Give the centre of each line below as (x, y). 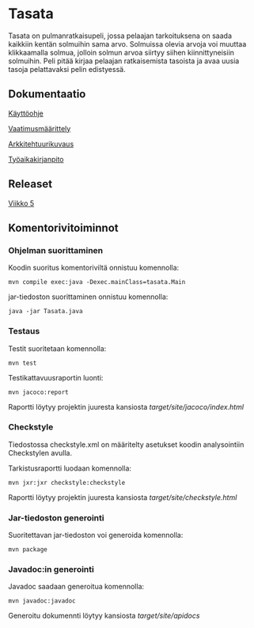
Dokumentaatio (47, 95)
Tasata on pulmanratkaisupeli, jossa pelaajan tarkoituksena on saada (120, 36)
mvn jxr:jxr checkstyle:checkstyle (67, 482)
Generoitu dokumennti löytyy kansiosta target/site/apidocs (104, 616)
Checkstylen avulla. (40, 452)
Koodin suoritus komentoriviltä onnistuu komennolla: (94, 268)
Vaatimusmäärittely (40, 128)
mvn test (23, 363)
